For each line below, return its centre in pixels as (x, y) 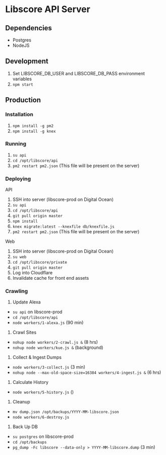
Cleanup (21, 402)
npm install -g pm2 (33, 126)
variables (22, 79)
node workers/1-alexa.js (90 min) (48, 323)
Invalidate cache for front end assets (51, 278)
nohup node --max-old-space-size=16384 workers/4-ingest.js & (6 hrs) (87, 373)
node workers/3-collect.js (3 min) (49, 367)
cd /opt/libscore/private (40, 263)
